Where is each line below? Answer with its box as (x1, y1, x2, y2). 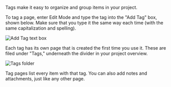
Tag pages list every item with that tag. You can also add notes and (5, 70, 147, 76)
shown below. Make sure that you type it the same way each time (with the (5, 20, 163, 26)
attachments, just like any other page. (5, 76, 85, 81)
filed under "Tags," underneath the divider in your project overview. (5, 51, 148, 56)
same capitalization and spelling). (5, 25, 76, 31)
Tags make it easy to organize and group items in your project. (5, 5, 138, 10)
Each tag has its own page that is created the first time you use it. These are (5, 45, 166, 51)
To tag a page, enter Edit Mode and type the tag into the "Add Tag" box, (5, 14, 158, 20)
